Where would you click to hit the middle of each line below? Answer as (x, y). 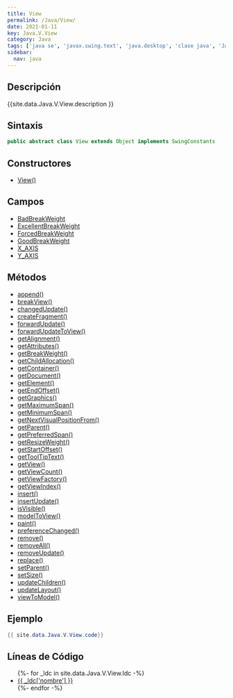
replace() (30, 560)
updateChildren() (42, 582)
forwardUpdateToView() (51, 331)
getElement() (36, 382)
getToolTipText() (41, 457)
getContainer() (38, 368)
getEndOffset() (38, 390)
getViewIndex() (39, 486)
